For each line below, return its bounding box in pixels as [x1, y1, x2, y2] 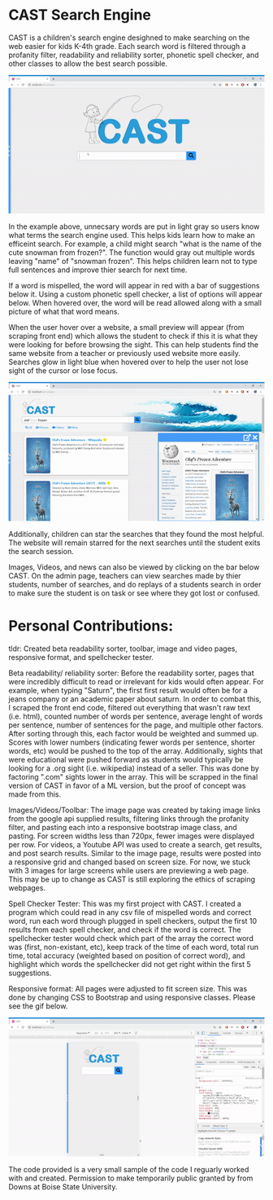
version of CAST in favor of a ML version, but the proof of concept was [8, 780, 246, 790]
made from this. [8, 789, 62, 799]
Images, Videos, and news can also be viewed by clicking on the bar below [8, 562, 260, 572]
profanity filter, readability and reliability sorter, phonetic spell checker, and [8, 50, 259, 59]
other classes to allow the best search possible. [8, 59, 168, 68]
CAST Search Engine [8, 6, 152, 24]
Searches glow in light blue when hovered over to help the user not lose [8, 357, 249, 367]
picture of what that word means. [8, 307, 120, 317]
